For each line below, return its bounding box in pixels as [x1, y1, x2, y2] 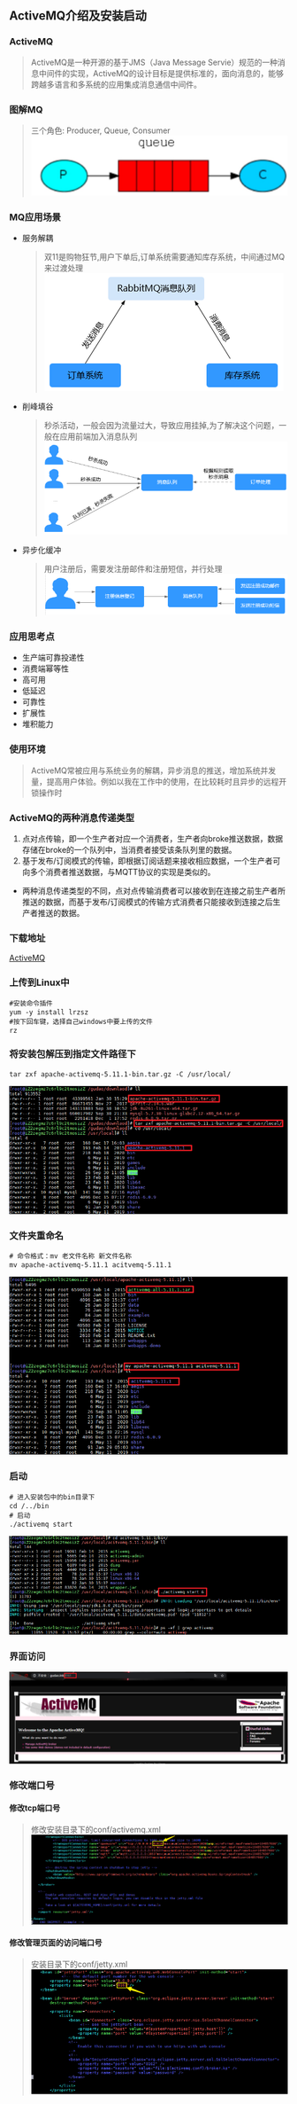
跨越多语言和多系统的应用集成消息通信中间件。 [30, 79, 202, 90]
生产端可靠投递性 [21, 653, 85, 663]
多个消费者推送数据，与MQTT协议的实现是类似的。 [29, 866, 216, 877]
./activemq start [9, 1520, 73, 1529]
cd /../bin [9, 1501, 49, 1510]
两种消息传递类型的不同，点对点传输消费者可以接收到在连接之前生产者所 [21, 885, 286, 896]
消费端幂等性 [21, 663, 69, 674]
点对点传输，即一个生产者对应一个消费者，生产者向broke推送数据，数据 [21, 833, 284, 844]
